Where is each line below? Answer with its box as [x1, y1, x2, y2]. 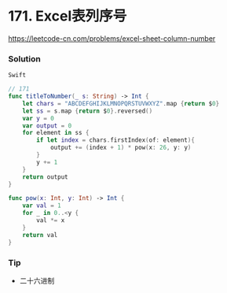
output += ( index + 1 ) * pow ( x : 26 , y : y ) [49, 143, 192, 152]
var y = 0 [22, 114, 55, 122]
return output [22, 172, 68, 181]
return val [22, 231, 58, 239]
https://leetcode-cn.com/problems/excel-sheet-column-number [8, 33, 216, 43]
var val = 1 [22, 202, 61, 210]
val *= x [36, 217, 65, 224]
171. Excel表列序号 [8, 7, 127, 25]
